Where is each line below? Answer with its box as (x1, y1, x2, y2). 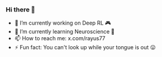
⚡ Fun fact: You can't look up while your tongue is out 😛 (14, 44, 156, 51)
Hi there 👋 (5, 5, 36, 14)
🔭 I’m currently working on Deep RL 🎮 (14, 19, 111, 26)
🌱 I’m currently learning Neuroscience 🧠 (14, 28, 115, 35)
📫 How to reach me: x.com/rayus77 (14, 35, 106, 42)
